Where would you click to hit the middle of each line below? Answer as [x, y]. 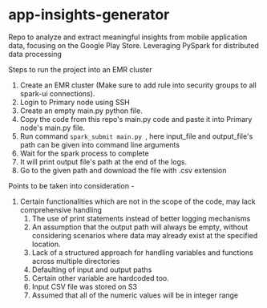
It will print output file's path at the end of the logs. [103, 161]
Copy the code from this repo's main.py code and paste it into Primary [136, 119]
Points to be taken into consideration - [71, 185]
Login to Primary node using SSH [75, 102]
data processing [35, 54]
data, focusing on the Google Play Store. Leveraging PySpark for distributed [133, 45]
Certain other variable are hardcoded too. [101, 278]
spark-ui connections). [57, 93]
